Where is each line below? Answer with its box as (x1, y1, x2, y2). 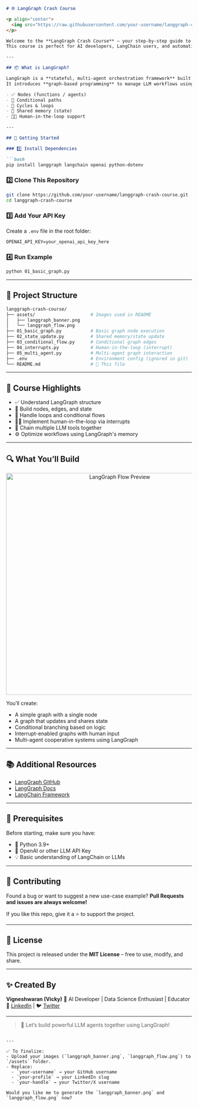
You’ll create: (6, 700, 38, 707)
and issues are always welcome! (6, 898, 87, 905)
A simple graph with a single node (14, 711, 97, 718)
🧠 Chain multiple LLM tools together (14, 424, 102, 431)
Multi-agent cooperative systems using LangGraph (14, 737, 138, 744)
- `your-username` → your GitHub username (11, 1069, 117, 1075)
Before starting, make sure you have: (6, 829, 96, 837)
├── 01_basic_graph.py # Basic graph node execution (6, 328, 165, 334)
